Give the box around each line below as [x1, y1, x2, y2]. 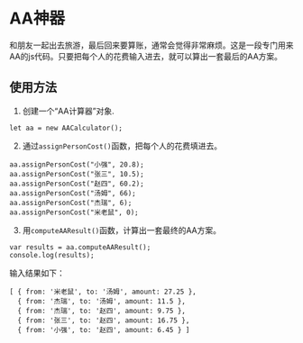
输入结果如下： [9, 267, 65, 278]
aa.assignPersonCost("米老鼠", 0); [9, 208, 139, 217]
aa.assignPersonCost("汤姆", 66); [9, 188, 137, 198]
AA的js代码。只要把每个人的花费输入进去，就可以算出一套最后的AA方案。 [9, 50, 282, 61]
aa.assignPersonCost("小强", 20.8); [9, 159, 144, 169]
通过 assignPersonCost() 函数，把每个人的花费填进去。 [22, 140, 223, 151]
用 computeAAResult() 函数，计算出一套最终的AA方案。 [22, 224, 222, 235]
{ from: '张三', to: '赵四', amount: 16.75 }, [17, 316, 190, 325]
